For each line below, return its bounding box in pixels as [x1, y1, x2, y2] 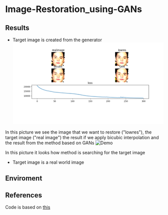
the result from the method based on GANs [5, 140, 95, 146]
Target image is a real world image [12, 159, 85, 165]
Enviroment [5, 174, 43, 182]
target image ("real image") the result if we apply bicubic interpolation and [5, 135, 159, 141]
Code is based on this [5, 204, 50, 210]
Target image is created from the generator [12, 37, 102, 43]
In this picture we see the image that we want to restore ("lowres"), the [5, 129, 152, 135]
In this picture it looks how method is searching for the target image [5, 150, 145, 156]
